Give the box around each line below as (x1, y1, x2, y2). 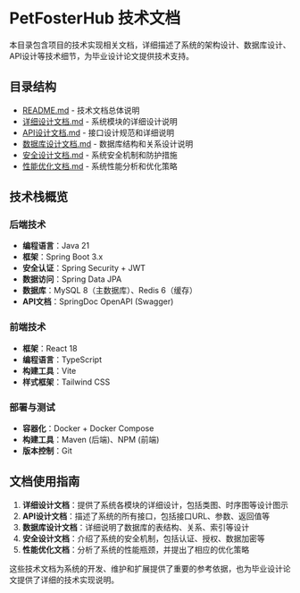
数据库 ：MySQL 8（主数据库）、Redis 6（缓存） (21, 285, 198, 296)
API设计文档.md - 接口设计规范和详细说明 (21, 127, 175, 138)
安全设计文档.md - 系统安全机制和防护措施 (21, 149, 178, 160)
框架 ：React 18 (21, 343, 78, 353)
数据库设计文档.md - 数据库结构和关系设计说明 (21, 138, 194, 148)
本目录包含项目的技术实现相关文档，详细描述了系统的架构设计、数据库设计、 (9, 39, 291, 50)
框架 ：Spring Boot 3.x (21, 251, 104, 262)
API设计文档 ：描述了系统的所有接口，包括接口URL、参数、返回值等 (21, 511, 271, 521)
